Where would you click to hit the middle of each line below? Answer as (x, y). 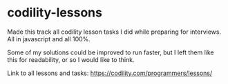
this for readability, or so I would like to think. (71, 59)
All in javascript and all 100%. (49, 39)
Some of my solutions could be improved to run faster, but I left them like (111, 52)
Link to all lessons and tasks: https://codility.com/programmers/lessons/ (110, 73)
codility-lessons (55, 13)
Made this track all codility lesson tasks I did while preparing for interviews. (114, 32)
